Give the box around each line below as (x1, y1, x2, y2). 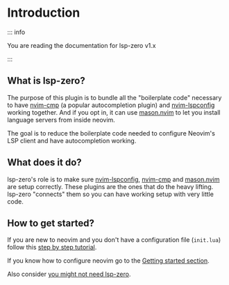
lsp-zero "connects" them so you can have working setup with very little (7, 190, 214, 198)
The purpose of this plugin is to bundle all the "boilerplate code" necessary (7, 93, 222, 101)
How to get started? (7, 217, 95, 229)
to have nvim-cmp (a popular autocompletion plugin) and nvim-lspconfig (7, 101, 215, 109)
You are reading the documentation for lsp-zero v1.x (7, 41, 156, 49)
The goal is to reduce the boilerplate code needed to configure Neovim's (7, 129, 215, 137)
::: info (7, 28, 26, 36)
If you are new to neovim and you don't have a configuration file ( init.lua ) (7, 236, 221, 244)
